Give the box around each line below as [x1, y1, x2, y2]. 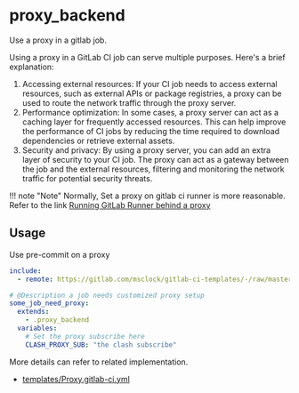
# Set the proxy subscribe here [25, 332, 145, 341]
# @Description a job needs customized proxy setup [9, 291, 205, 300]
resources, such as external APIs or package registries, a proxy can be [21, 88, 282, 99]
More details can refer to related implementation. [9, 357, 189, 367]
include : [9, 266, 42, 276]
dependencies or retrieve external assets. [21, 135, 175, 146]
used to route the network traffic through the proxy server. [21, 97, 237, 108]
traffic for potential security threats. [21, 172, 153, 183]
